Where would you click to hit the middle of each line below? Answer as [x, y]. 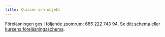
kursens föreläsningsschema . [35, 29]
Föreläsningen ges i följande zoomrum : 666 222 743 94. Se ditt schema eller [83, 24]
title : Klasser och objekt [33, 10]
